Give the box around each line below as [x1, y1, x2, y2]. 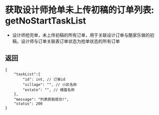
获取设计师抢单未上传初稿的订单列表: [5, 4, 155, 16]
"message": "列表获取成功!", [14, 97, 69, 102]
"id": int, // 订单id [23, 77, 65, 82]
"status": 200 [14, 101, 43, 106]
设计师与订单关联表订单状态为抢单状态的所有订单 [21, 38, 120, 44]
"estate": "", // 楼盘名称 [23, 87, 75, 92]
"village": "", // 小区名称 [23, 82, 77, 87]
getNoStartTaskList [5, 15, 86, 27]
